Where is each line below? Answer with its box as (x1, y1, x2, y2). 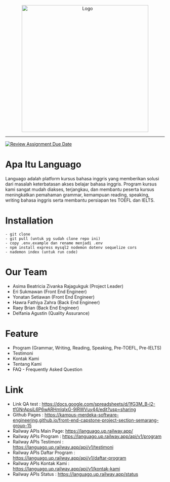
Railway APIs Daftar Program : (12, 449, 75, 456)
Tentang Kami (12, 361, 42, 367)
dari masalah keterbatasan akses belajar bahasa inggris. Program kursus (5, 181, 157, 187)
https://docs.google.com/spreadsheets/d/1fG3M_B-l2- (41, 401, 156, 407)
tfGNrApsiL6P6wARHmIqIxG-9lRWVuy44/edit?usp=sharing (12, 406, 136, 412)
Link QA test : (12, 401, 41, 407)
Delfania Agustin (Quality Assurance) (12, 310, 90, 316)
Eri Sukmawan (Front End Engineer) (12, 288, 87, 295)
